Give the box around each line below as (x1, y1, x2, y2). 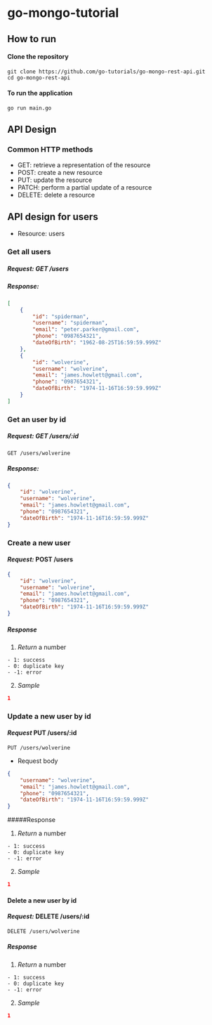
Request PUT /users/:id (7, 729, 77, 737)
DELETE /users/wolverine (7, 927, 80, 935)
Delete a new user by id (7, 896, 77, 904)
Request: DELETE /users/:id (7, 912, 90, 921)
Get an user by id (7, 414, 67, 424)
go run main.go (7, 104, 52, 112)
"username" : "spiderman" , (32, 320, 109, 327)
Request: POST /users (7, 555, 74, 563)
